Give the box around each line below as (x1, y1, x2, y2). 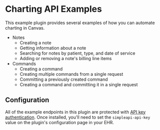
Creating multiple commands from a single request (19, 71, 123, 77)
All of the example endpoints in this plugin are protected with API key (5, 109, 146, 115)
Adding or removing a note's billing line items (19, 55, 112, 61)
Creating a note (19, 39, 52, 45)
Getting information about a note (19, 45, 87, 51)
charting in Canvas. (5, 25, 45, 31)
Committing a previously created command (19, 76, 108, 82)
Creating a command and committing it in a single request (19, 81, 138, 87)
